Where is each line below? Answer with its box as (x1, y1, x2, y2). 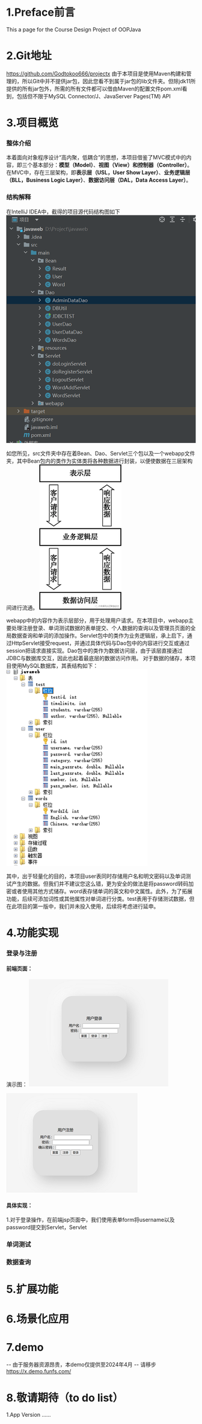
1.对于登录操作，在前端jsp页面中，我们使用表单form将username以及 (6, 1216, 175, 1224)
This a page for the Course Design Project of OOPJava (6, 25, 141, 33)
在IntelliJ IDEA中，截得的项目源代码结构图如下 (6, 208, 120, 215)
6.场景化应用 (6, 1312, 69, 1326)
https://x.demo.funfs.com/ (6, 1368, 72, 1375)
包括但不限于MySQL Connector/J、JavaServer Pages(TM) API (16, 92, 171, 100)
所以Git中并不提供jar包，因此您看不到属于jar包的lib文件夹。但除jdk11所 (22, 77, 196, 84)
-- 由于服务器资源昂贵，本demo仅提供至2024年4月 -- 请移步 (6, 1361, 156, 1368)
